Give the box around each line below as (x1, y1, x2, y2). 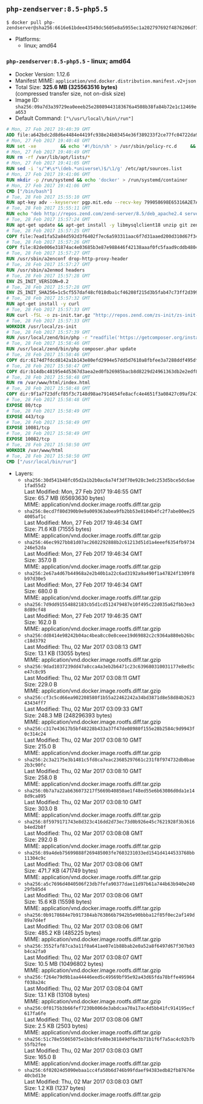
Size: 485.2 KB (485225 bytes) (24, 929, 101, 936)
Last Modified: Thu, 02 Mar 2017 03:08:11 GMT (24, 674, 141, 681)
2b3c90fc (24, 762, 47, 768)
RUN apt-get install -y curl (6, 301, 80, 307)
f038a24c (24, 979, 47, 985)
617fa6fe (24, 1010, 47, 1017)
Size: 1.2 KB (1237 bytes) (24, 1084, 86, 1091)
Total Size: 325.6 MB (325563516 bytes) (14, 84, 118, 91)
